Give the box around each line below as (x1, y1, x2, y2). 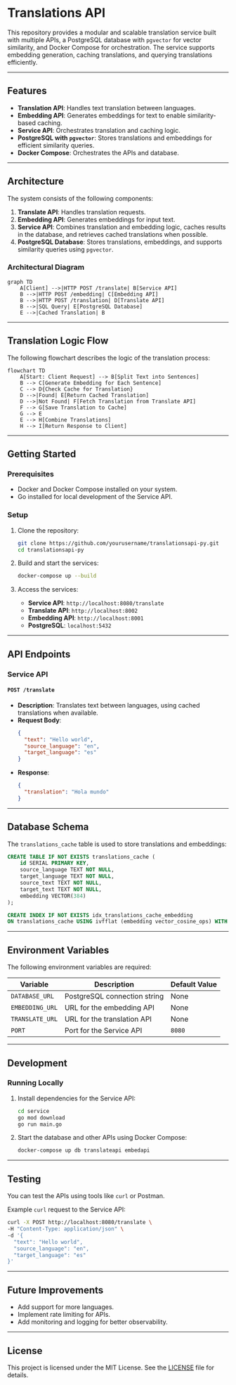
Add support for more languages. (17, 1303, 114, 1311)
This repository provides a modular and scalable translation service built (7, 28, 216, 37)
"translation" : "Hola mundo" (24, 788, 110, 795)
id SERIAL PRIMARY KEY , (20, 859, 90, 867)
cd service (17, 1107, 50, 1114)
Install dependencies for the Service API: (17, 1094, 136, 1103)
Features (7, 85, 47, 97)
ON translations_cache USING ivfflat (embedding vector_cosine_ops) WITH (7, 918, 228, 925)
